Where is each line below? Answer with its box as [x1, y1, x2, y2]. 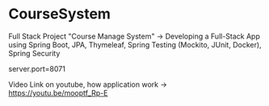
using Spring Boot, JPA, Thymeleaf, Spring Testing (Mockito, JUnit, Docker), [8, 39, 262, 49]
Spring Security [8, 48, 61, 58]
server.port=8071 [8, 63, 66, 73]
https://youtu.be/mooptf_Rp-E [8, 88, 108, 97]
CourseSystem [8, 5, 111, 23]
